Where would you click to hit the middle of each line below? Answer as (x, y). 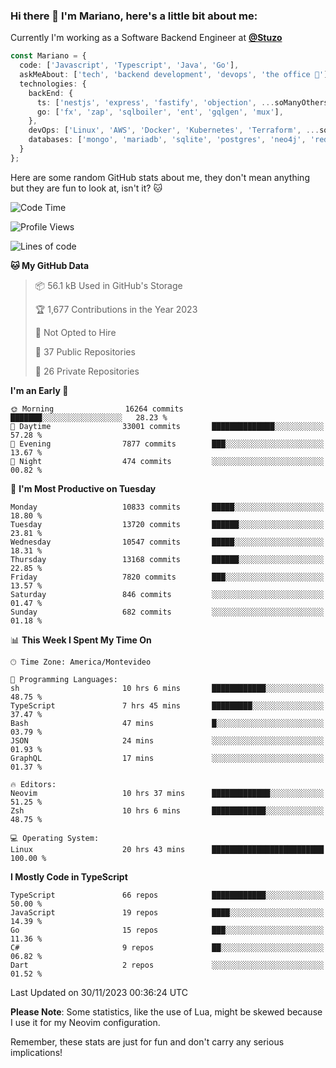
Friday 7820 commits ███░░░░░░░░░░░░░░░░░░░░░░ (167, 577)
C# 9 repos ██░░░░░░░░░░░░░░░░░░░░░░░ (167, 947)
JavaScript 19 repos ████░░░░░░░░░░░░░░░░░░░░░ (167, 912)
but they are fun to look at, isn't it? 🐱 (86, 188)
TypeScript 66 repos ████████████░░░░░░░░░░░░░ (167, 895)
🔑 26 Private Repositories (87, 371)
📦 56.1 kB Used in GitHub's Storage (108, 285)
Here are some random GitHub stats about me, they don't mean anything (160, 177)
